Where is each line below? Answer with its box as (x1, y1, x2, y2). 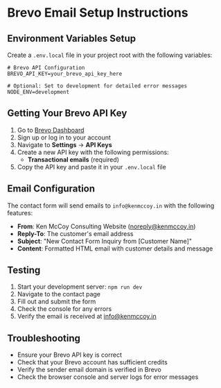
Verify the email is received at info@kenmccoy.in (17, 312, 157, 321)
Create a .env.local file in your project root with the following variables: (7, 51, 213, 59)
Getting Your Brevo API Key (7, 108, 127, 119)
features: (7, 208, 33, 217)
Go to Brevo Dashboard (17, 126, 85, 134)
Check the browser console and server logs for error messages (17, 373, 199, 381)
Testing (7, 264, 41, 276)
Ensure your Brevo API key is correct (17, 351, 123, 359)
